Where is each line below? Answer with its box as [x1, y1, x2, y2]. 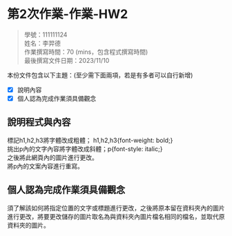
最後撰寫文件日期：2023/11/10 [23, 56, 110, 64]
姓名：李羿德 [23, 39, 61, 47]
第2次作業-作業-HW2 [7, 6, 128, 22]
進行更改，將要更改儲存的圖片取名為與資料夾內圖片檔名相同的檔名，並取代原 [7, 212, 225, 221]
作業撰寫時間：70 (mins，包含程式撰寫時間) [23, 48, 148, 56]
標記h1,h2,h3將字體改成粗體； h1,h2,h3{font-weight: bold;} [7, 136, 173, 144]
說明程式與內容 [7, 117, 71, 128]
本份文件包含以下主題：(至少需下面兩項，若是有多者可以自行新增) [7, 70, 193, 79]
